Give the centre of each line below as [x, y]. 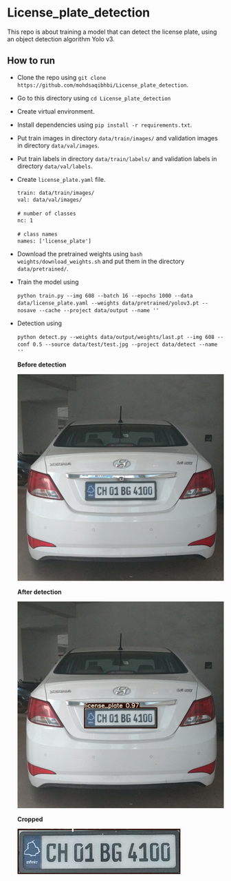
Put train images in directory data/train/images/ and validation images [117, 138]
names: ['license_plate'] [54, 241]
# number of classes [46, 214]
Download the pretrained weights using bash [80, 253]
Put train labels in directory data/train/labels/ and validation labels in [117, 158]
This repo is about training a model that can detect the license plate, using [112, 32]
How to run [31, 61]
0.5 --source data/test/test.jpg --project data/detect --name [125, 344]
